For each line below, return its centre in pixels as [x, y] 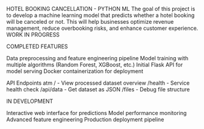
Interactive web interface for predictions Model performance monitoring [97, 113]
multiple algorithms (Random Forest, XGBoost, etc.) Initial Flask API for [95, 64]
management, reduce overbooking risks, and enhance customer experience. [102, 28]
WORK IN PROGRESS [33, 35]
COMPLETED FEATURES [37, 46]
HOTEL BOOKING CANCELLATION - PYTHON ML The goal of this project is [101, 9]
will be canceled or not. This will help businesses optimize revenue [90, 22]
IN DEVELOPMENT [30, 101]
